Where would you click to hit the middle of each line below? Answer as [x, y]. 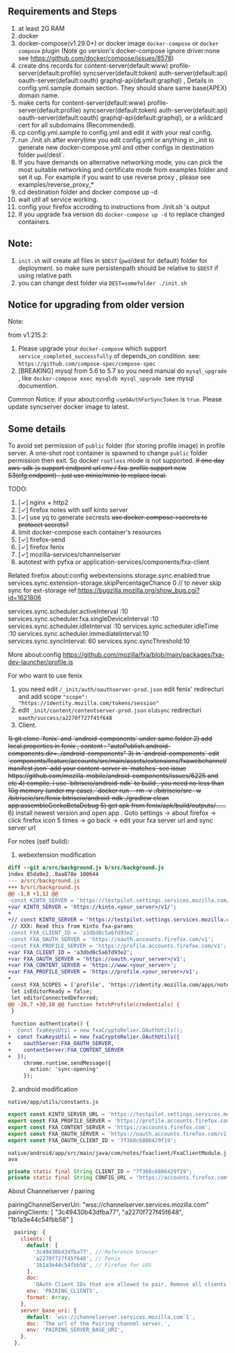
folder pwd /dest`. [41, 155]
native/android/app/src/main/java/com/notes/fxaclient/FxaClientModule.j [117, 1153]
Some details [37, 428]
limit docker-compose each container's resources [90, 532]
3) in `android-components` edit [173, 753]
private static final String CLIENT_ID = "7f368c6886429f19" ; [100, 1171]
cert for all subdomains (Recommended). [77, 125]
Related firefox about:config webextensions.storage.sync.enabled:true [109, 576]
